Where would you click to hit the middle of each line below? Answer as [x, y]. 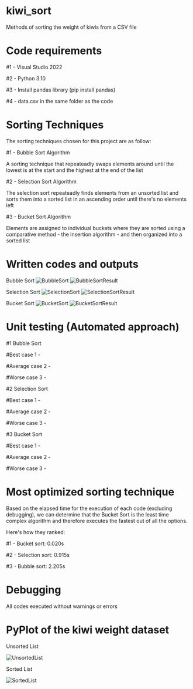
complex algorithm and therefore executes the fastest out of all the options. [97, 521]
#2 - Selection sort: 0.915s [38, 555]
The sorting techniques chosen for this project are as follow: [79, 141]
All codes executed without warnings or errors [62, 606]
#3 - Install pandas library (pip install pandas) [61, 90]
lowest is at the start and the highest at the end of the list [75, 170]
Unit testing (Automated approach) [93, 327]
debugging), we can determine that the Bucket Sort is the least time [88, 514]
